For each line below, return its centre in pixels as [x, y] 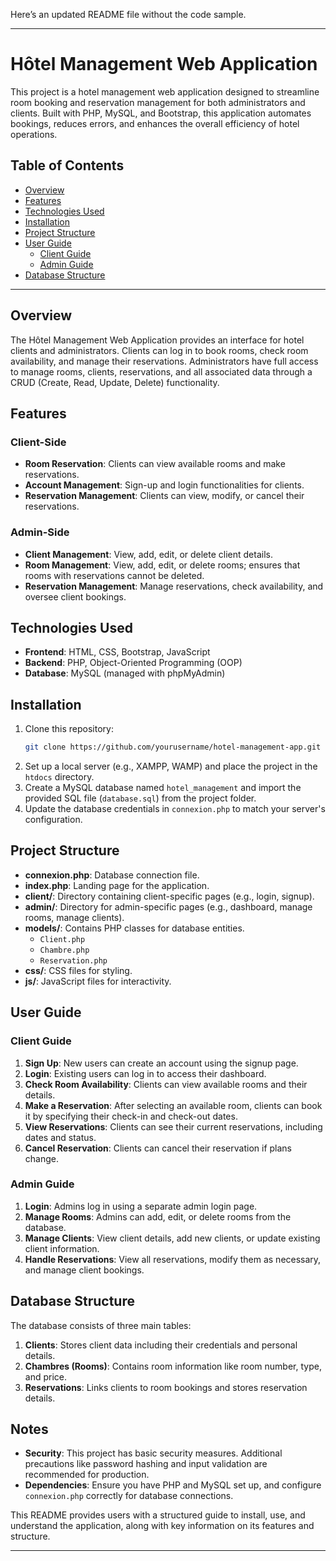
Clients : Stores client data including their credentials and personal [161, 1345]
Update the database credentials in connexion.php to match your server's [175, 809]
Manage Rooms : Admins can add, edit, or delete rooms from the [158, 1216]
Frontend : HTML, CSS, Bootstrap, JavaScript [117, 652]
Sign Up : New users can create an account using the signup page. [161, 1063]
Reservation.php [73, 960]
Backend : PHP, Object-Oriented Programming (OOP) [133, 663]
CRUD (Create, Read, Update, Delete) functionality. [115, 382]
